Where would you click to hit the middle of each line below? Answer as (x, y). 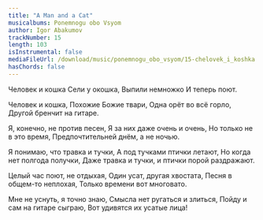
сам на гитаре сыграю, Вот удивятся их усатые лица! (98, 207)
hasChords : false (37, 67)
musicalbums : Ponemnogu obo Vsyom (65, 23)
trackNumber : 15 (35, 37)
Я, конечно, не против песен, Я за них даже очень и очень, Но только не (131, 128)
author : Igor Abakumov (45, 30)
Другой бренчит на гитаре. (54, 113)
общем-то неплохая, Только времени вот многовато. (98, 184)
